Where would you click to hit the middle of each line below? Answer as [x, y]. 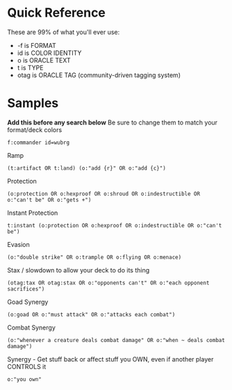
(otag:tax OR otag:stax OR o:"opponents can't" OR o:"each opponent [108, 283]
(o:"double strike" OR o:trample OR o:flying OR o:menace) [94, 257]
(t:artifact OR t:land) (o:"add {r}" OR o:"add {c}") [87, 168]
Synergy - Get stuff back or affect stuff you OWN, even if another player [110, 359]
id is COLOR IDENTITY [49, 53]
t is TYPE [30, 67]
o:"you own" [24, 379]
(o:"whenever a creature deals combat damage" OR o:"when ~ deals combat [116, 340]
